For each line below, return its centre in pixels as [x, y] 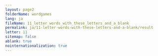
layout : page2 [20, 9]
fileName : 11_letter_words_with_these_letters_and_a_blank [67, 23]
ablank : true [19, 41]
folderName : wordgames [28, 14]
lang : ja [14, 19]
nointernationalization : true [36, 46]
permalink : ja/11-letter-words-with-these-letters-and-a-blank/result [79, 28]
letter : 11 [16, 32]
